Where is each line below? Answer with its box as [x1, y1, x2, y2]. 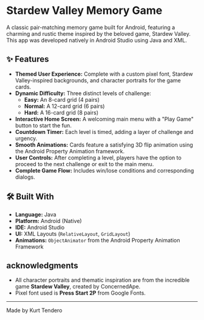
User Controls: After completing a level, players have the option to [15, 154, 182, 161]
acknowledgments [6, 260, 78, 270]
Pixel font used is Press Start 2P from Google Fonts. [15, 289, 146, 297]
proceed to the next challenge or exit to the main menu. [15, 160, 154, 167]
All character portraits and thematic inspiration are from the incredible [15, 276, 190, 284]
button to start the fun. [15, 122, 72, 129]
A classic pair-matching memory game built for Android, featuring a [6, 24, 175, 31]
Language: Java [15, 210, 56, 218]
